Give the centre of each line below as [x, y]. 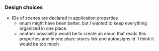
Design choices [24, 7]
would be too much [39, 44]
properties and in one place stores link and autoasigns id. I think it [86, 39]
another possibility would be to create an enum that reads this [82, 34]
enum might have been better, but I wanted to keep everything [83, 23]
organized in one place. [43, 28]
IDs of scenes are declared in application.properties [65, 18]
